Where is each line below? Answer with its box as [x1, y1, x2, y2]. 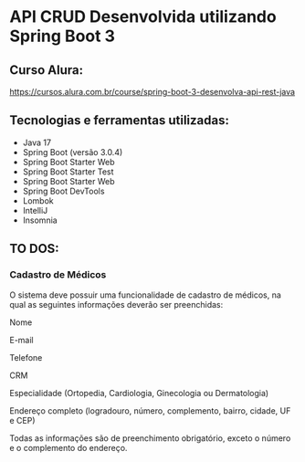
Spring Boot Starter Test [22, 166, 114, 177]
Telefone [9, 352, 43, 362]
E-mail [9, 334, 34, 345]
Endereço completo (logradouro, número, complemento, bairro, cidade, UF [9, 404, 291, 416]
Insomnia [22, 215, 58, 226]
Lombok [22, 194, 55, 206]
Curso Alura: [9, 62, 84, 78]
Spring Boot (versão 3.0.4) [22, 146, 123, 157]
